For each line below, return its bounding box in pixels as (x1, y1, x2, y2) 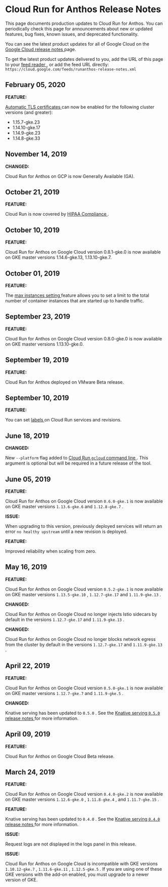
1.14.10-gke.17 (12, 124, 40, 130)
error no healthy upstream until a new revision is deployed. (5, 528, 128, 535)
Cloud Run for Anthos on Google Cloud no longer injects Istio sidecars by (5, 611, 157, 617)
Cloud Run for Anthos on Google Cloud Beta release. (5, 753, 115, 759)
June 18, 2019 (5, 432, 49, 440)
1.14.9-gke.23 (12, 130, 40, 136)
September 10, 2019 (5, 394, 69, 402)
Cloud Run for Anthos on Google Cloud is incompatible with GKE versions (5, 861, 158, 867)
